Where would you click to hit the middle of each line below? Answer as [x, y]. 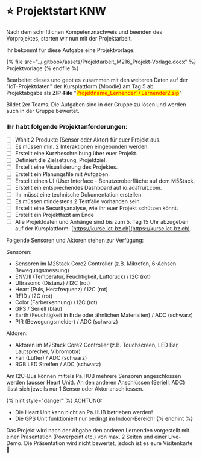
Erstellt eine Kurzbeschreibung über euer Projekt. [76, 154]
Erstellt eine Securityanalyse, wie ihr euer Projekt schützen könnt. [96, 208]
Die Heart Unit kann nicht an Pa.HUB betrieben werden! [84, 412]
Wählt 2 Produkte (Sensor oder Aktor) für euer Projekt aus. [88, 140]
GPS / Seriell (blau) [39, 309]
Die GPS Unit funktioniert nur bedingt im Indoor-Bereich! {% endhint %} [104, 419]
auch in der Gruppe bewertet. [43, 111]
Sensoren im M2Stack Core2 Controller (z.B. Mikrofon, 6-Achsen [96, 264]
